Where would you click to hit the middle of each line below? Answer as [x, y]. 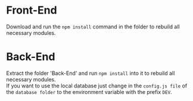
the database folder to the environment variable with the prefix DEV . [89, 92]
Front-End [32, 10]
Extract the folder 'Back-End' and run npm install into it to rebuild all [91, 73]
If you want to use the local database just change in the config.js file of [97, 86]
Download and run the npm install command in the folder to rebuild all [93, 27]
